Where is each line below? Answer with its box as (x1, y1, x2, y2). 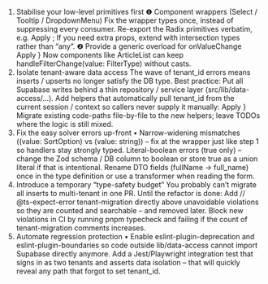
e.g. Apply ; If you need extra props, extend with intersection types (15, 33, 240, 42)
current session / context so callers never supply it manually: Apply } (15, 102, 246, 111)
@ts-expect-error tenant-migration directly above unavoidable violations (15, 197, 259, 207)
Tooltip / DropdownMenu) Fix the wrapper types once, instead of (15, 15, 234, 25)
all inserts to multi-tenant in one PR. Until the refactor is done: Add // (15, 189, 245, 198)
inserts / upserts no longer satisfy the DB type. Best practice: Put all (15, 76, 244, 85)
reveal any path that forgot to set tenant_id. (15, 266, 161, 276)
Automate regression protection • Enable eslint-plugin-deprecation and (15, 232, 255, 241)
